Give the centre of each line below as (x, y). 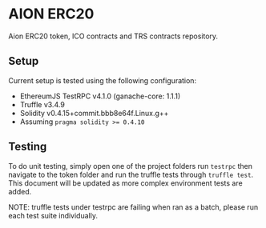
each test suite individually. (53, 215)
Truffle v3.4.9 (42, 104)
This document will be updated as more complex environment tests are (125, 183)
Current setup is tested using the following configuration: (103, 80)
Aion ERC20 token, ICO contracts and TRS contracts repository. (113, 36)
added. (20, 191)
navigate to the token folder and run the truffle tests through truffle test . (131, 174)
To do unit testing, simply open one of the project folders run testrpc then (130, 166)
